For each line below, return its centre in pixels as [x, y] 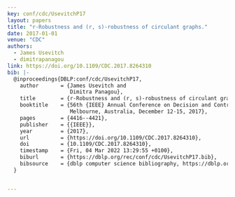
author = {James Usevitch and [73, 86]
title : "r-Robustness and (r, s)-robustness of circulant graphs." [108, 27]
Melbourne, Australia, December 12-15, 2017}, [139, 111]
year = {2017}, [55, 131]
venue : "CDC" [26, 40]
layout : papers [29, 20]
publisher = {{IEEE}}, [58, 124]
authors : [20, 46]
